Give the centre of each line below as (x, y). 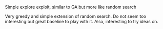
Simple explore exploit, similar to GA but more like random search (71, 7)
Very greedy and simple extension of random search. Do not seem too (76, 16)
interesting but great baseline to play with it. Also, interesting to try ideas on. (82, 22)
